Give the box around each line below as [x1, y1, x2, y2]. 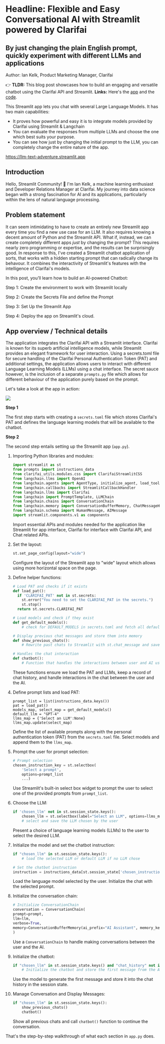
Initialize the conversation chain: [12, 893, 78, 899]
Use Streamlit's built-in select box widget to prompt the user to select [12, 785, 153, 791]
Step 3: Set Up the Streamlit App [5, 303, 71, 309]
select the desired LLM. [12, 832, 61, 838]
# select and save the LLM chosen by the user [22, 819, 118, 824]
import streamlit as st [12, 462, 62, 467]
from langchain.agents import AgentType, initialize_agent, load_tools [12, 481, 162, 486]
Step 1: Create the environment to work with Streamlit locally [5, 284, 128, 290]
